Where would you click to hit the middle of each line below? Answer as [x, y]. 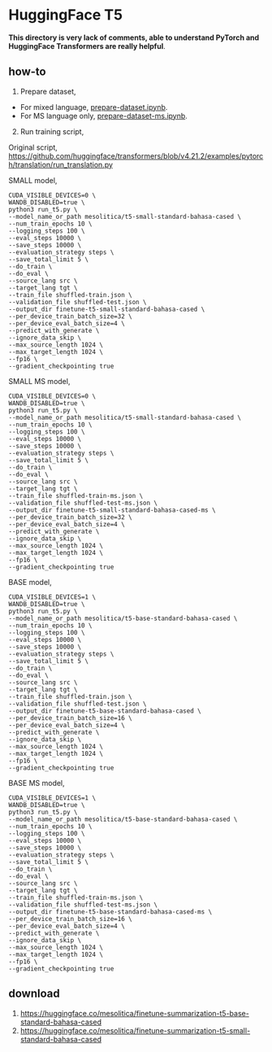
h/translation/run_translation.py [61, 164]
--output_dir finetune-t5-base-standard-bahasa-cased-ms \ [110, 912]
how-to [27, 72]
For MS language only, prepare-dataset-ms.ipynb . [104, 116]
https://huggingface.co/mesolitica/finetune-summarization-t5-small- [135, 1030]
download [34, 994]
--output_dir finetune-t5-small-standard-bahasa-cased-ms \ [112, 510]
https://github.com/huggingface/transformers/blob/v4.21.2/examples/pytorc [136, 155]
